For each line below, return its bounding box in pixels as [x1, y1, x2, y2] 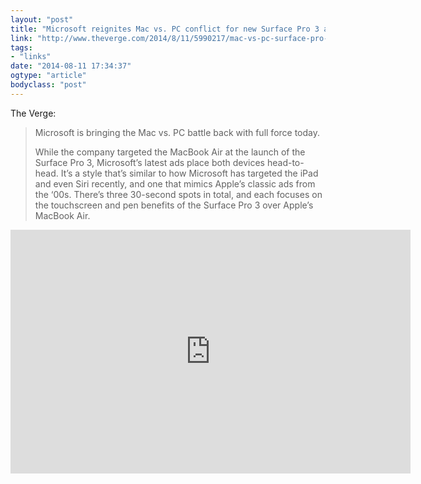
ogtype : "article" [10, 71, 87, 81]
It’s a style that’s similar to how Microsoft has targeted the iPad [60, 167, 319, 179]
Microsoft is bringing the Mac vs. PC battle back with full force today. [34, 126, 321, 138]
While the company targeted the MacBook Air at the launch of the [34, 146, 306, 158]
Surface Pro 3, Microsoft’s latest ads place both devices [34, 156, 266, 168]
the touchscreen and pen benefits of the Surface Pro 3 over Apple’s [34, 199, 314, 211]
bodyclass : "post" [10, 80, 87, 90]
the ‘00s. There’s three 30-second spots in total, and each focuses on [34, 188, 323, 200]
